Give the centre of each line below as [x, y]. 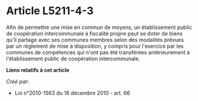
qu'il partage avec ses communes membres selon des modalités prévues [95, 40]
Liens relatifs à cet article [38, 70]
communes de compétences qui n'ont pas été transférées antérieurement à [98, 52]
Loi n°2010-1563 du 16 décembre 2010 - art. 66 [72, 93]
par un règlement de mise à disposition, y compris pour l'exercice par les [95, 46]
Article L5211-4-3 [50, 11]
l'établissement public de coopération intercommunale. [73, 58]
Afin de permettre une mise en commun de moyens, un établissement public [99, 27]
